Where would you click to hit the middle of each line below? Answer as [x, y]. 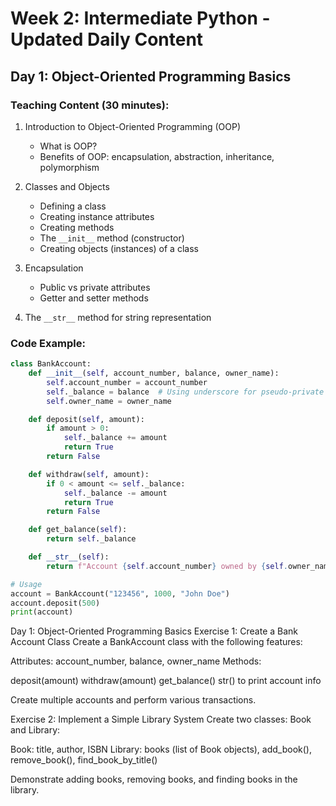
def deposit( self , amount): [86, 419]
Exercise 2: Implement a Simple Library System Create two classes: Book [161, 719]
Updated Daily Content [107, 39]
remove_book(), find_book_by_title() [84, 760]
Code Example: [48, 343]
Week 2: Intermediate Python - [140, 18]
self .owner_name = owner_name [109, 401]
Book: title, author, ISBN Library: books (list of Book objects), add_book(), [161, 749]
